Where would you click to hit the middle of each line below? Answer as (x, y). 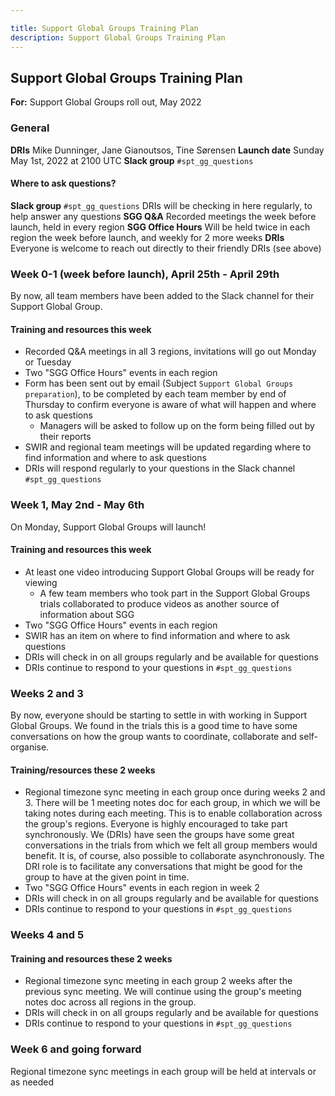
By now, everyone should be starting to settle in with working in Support (158, 715)
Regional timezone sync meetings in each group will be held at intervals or (163, 1071)
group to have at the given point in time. (107, 877)
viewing (41, 582)
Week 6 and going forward (76, 1049)
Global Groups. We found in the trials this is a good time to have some (154, 726)
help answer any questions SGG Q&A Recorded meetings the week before (163, 216)
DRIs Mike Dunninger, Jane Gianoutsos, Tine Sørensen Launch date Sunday (167, 150)
